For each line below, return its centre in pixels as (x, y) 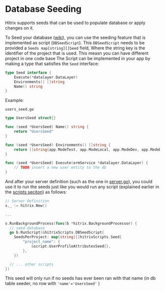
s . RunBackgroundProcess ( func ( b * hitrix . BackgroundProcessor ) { (71, 223)
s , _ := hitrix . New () (26, 205)
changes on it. (20, 28)
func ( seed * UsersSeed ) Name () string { (47, 127)
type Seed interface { (28, 72)
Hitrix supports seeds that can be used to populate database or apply (75, 23)
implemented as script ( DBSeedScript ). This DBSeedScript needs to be (75, 42)
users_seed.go (20, 109)
